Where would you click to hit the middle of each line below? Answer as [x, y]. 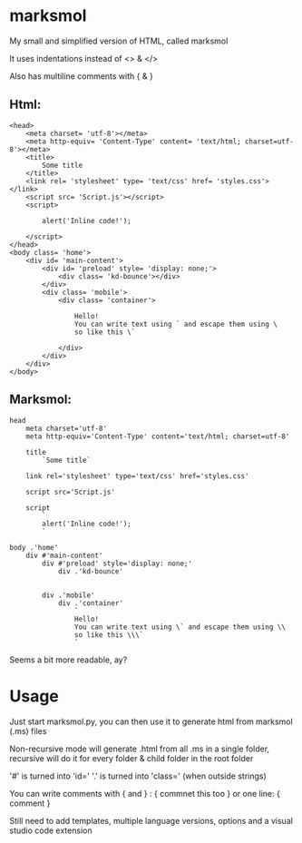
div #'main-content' [64, 555]
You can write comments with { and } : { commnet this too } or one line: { [145, 793]
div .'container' [91, 603]
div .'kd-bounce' [91, 571]
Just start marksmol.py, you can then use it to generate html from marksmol [151, 721]
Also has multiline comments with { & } [82, 76]
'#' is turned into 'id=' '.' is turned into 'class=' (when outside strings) [138, 776]
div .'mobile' [68, 595]
